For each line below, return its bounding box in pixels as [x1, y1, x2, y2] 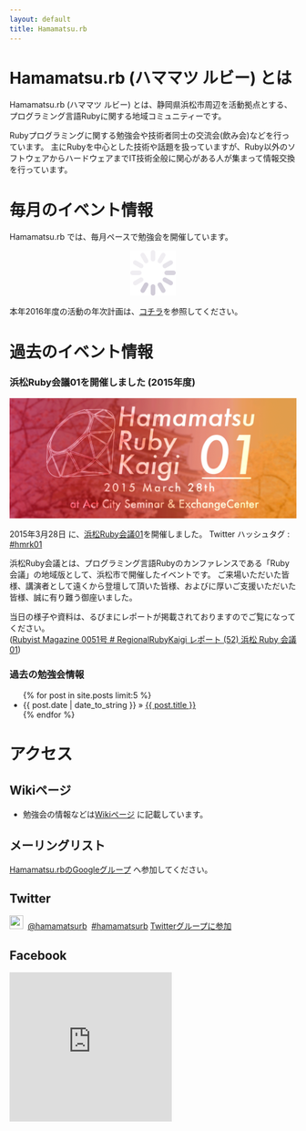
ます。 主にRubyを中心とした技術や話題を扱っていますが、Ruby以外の [25, 141, 289, 152]
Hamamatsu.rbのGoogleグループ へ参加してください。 [9, 864, 213, 875]
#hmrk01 [9, 539, 43, 550]
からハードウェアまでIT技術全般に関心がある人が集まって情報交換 [48, 153, 296, 164]
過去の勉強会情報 [9, 668, 85, 681]
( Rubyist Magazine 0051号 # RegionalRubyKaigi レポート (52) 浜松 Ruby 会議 [9, 633, 297, 644]
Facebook [9, 948, 67, 963]
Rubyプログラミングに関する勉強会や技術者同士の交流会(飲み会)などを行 [9, 130, 282, 141]
